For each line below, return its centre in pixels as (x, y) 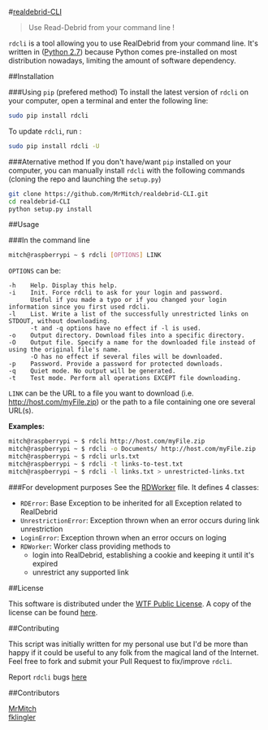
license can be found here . (53, 612)
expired (45, 563)
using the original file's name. (65, 350)
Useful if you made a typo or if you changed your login (128, 300)
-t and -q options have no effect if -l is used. (115, 329)
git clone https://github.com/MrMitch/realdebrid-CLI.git (108, 194)
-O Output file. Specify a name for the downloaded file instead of (132, 343)
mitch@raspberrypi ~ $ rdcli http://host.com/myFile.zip (107, 441)
